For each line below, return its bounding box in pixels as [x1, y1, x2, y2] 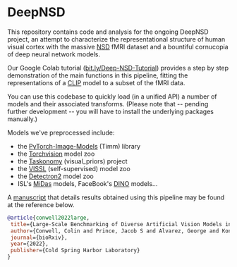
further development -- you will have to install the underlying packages [7, 107, 214, 116]
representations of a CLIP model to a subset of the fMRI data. [7, 78, 186, 87]
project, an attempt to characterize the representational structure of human [7, 35, 226, 43]
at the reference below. [7, 200, 75, 209]
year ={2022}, [10, 240, 49, 247]
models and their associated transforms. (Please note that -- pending [7, 99, 209, 108]
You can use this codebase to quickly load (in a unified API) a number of [7, 92, 217, 101]
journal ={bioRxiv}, [10, 234, 68, 241]
